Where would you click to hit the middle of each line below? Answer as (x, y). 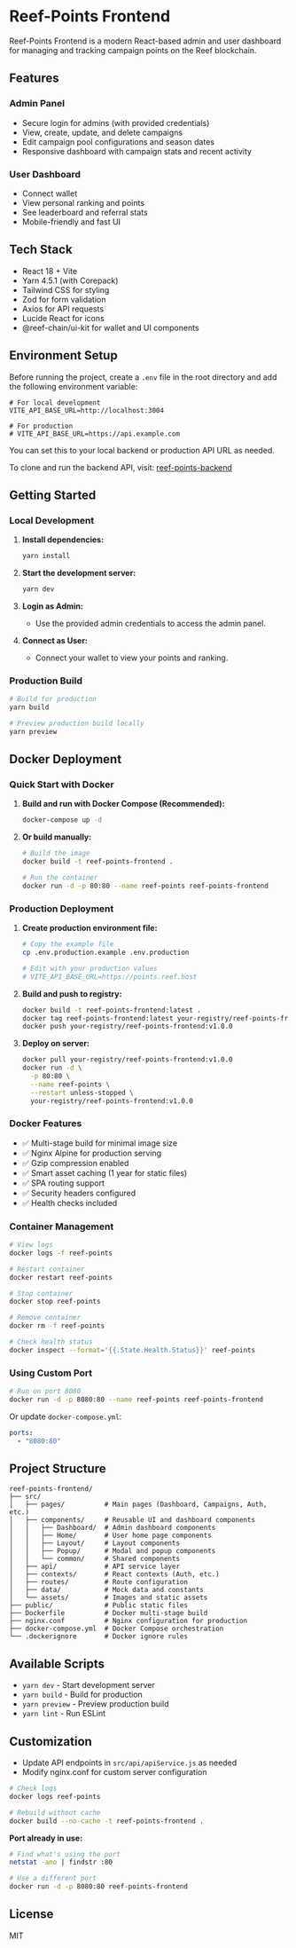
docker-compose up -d (62, 820)
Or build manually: (57, 837)
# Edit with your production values (90, 968)
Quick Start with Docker (62, 785)
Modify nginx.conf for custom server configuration (114, 1772)
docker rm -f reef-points (57, 1326)
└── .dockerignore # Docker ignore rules (99, 1636)
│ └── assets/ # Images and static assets (109, 1598)
